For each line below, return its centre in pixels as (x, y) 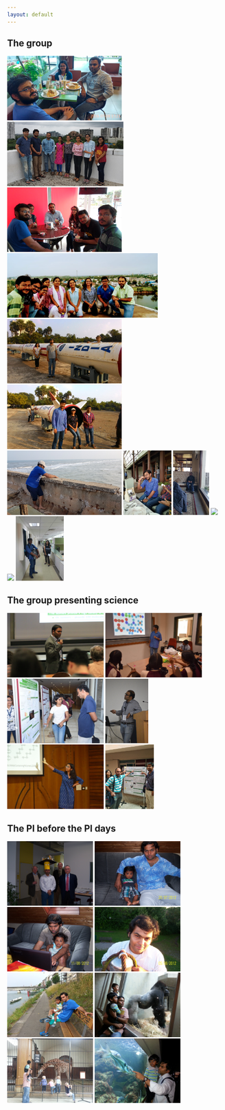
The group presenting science (73, 600)
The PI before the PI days (62, 828)
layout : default (30, 14)
